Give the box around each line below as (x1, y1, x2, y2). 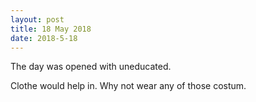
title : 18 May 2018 (10, 24, 92, 34)
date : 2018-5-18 (10, 33, 78, 43)
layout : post (10, 14, 65, 25)
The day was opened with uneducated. (10, 61, 172, 73)
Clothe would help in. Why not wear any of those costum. (10, 80, 247, 92)
